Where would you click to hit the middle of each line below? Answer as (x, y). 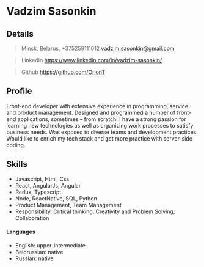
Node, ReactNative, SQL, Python (56, 198)
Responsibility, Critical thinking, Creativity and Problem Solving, (95, 211)
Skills (17, 164)
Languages (21, 232)
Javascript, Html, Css (42, 179)
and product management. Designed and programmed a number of (91, 112)
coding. (16, 145)
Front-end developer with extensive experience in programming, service (97, 106)
